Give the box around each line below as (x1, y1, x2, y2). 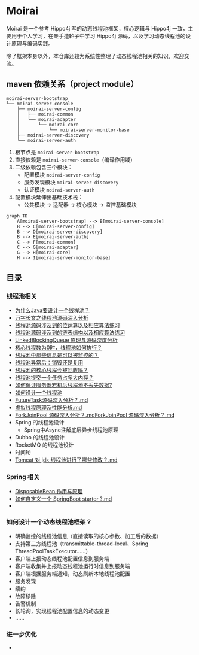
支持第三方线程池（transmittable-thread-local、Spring (14, 540, 148, 547)
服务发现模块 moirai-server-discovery (23, 178, 119, 186)
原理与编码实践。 (11, 40, 54, 47)
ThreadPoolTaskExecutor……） (14, 548, 91, 555)
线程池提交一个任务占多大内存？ (14, 374, 94, 381)
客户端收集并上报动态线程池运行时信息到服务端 (14, 563, 130, 570)
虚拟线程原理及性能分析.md (14, 404, 82, 411)
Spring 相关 (6, 473, 40, 481)
